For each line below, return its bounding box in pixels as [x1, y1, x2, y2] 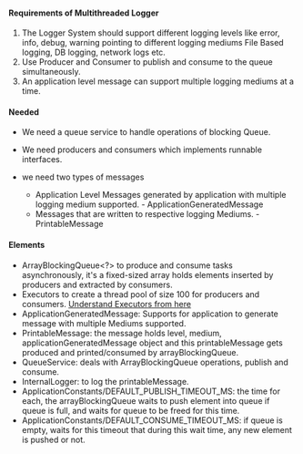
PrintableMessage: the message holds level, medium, [21, 327, 222, 338]
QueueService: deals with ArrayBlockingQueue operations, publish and [21, 356, 288, 367]
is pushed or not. [21, 434, 86, 445]
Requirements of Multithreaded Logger [8, 7, 159, 18]
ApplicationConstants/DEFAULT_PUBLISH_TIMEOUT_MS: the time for [21, 386, 281, 397]
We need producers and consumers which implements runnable [21, 144, 263, 155]
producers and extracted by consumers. [21, 279, 174, 290]
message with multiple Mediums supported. [21, 317, 187, 328]
